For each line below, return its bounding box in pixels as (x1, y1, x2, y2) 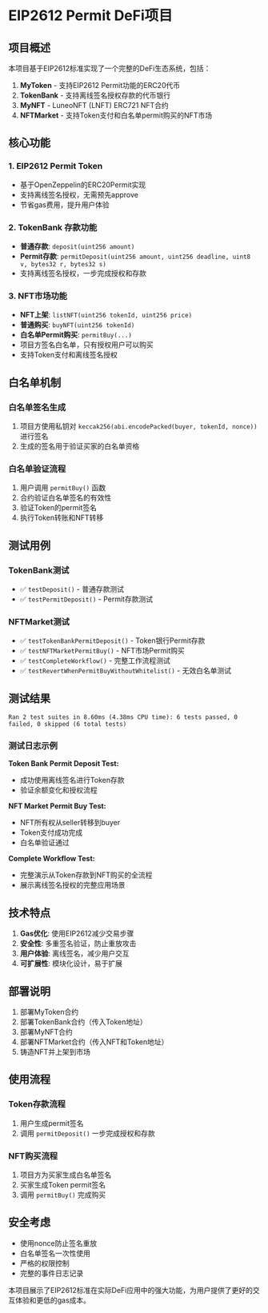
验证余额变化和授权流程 (19, 785, 98, 795)
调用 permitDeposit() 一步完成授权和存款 (19, 1128, 156, 1138)
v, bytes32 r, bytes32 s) (19, 260, 106, 268)
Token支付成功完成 (19, 828, 82, 837)
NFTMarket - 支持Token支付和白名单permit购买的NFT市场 (19, 110, 213, 120)
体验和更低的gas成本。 (14, 1295, 90, 1305)
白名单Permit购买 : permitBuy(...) (19, 330, 132, 340)
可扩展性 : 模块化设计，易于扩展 (19, 959, 122, 968)
